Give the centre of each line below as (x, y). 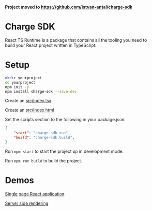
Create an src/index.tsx (28, 101)
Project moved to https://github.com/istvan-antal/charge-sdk (69, 7)
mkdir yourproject (23, 78)
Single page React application (35, 193)
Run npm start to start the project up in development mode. (64, 151)
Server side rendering (27, 203)
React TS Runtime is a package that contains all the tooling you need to (76, 40)
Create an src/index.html (30, 110)
